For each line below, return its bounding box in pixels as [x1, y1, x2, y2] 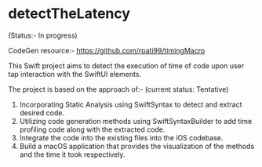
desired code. [19, 107, 65, 118]
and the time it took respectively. [19, 150, 126, 159]
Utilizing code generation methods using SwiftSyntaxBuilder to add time [19, 116, 253, 125]
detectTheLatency [8, 5, 131, 23]
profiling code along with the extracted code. [19, 125, 166, 134]
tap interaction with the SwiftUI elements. [8, 69, 142, 78]
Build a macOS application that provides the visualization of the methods [19, 141, 255, 151]
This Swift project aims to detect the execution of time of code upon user [8, 60, 245, 71]
